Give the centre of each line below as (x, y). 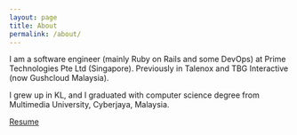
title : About (33, 26)
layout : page (33, 17)
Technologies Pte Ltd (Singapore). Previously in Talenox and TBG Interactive (149, 68)
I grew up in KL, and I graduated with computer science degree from (134, 95)
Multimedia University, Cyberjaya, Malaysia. (89, 105)
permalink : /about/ (45, 34)
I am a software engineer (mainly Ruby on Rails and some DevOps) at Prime (148, 60)
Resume (24, 122)
